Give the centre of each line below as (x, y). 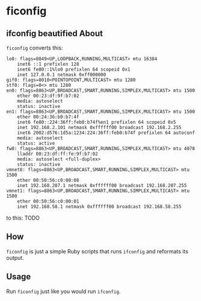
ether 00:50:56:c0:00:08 (48, 180)
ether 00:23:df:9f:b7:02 (48, 96)
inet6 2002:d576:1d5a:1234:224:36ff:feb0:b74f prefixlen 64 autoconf (106, 133)
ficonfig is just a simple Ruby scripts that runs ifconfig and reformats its (97, 251)
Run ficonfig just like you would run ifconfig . (63, 291)
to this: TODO (23, 218)
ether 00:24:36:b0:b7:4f (48, 117)
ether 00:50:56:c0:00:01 (48, 201)
